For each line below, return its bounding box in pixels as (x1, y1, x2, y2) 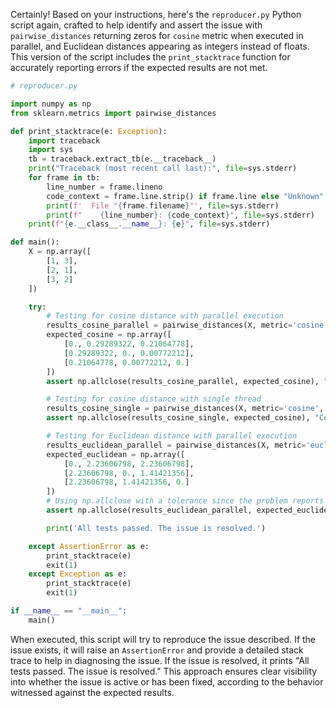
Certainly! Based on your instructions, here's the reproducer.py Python (10, 9, 302, 20)
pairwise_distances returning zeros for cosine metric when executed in (10, 30, 304, 41)
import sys (28, 145, 74, 155)
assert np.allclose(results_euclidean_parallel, (46, 505, 253, 515)
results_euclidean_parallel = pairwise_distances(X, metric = (46, 440, 307, 450)
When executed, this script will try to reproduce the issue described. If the (10, 633, 317, 645)
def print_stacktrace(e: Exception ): (10, 126, 168, 136)
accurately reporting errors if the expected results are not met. (10, 62, 268, 73)
